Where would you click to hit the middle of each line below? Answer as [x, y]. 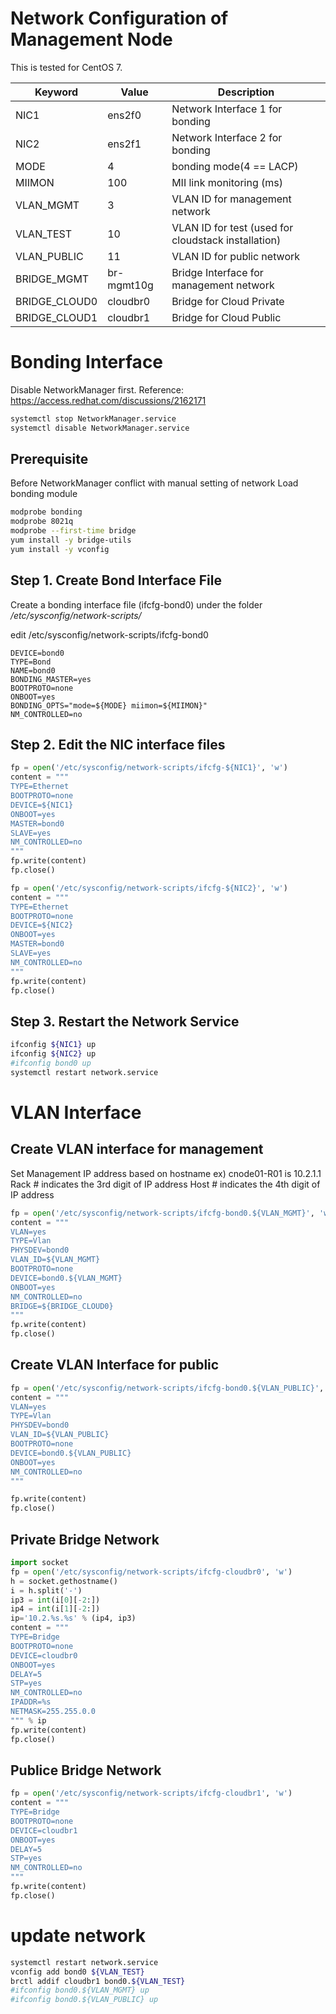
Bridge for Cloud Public [226, 317]
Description [246, 92]
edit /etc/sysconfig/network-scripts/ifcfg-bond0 [109, 634]
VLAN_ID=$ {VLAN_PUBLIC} [60, 1435]
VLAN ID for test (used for [232, 227]
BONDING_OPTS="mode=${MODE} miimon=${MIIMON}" [109, 705]
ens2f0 [124, 115]
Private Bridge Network [85, 1539]
